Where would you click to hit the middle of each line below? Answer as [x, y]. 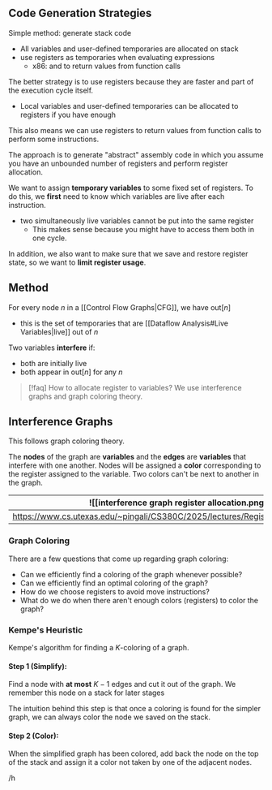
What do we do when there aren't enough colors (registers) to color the [139, 600]
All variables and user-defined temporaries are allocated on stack [129, 49]
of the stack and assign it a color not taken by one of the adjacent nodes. [130, 762]
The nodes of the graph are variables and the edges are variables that [127, 457]
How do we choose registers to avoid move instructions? [115, 591]
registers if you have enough [68, 114]
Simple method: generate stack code [70, 32]
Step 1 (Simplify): [38, 666]
